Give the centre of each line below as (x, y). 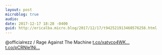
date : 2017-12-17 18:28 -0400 (37, 24)
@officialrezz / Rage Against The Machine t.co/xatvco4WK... (68, 42)
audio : (12, 19)
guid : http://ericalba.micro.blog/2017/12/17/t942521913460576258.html (81, 28)
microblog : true (22, 14)
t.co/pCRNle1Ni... (23, 48)
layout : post (19, 10)
